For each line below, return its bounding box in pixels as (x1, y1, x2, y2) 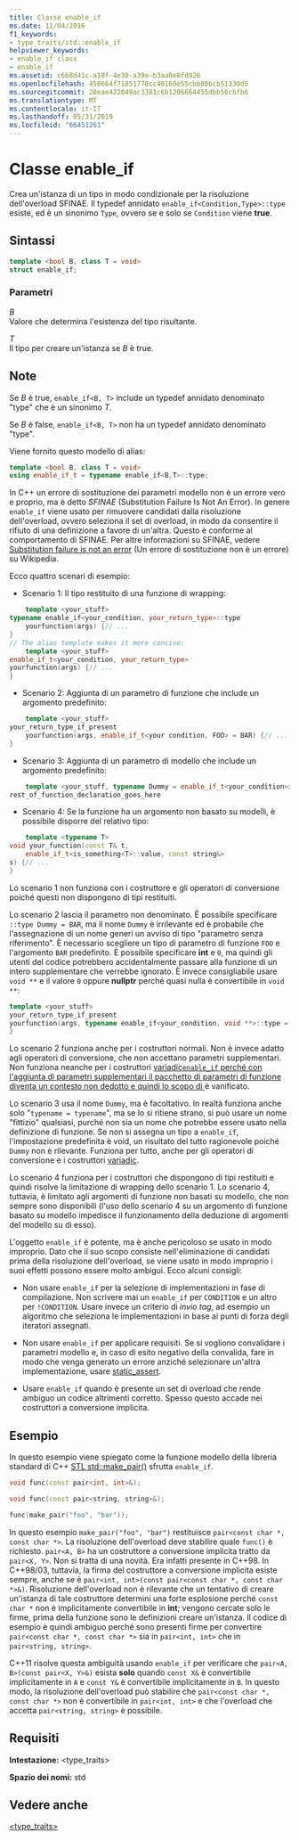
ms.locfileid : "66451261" (9, 121, 105, 130)
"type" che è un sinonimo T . (9, 402, 113, 413)
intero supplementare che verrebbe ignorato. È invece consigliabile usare (9, 966, 278, 977)
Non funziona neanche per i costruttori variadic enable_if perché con (9, 1062, 263, 1073)
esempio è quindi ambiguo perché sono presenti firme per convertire (9, 1621, 263, 1631)
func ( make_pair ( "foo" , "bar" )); (9, 1510, 129, 1519)
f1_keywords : (9, 29, 58, 38)
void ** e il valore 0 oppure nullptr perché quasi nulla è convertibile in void (9, 975, 285, 985)
